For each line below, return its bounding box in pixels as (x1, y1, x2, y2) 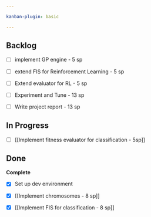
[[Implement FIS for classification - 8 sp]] (14, 204, 115, 211)
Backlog (6, 40, 37, 50)
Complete (6, 169, 31, 176)
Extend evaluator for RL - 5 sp (14, 80, 88, 87)
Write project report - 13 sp (14, 103, 80, 110)
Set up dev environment (14, 180, 73, 188)
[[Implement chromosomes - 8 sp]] (14, 192, 100, 199)
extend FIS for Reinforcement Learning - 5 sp (14, 68, 125, 75)
